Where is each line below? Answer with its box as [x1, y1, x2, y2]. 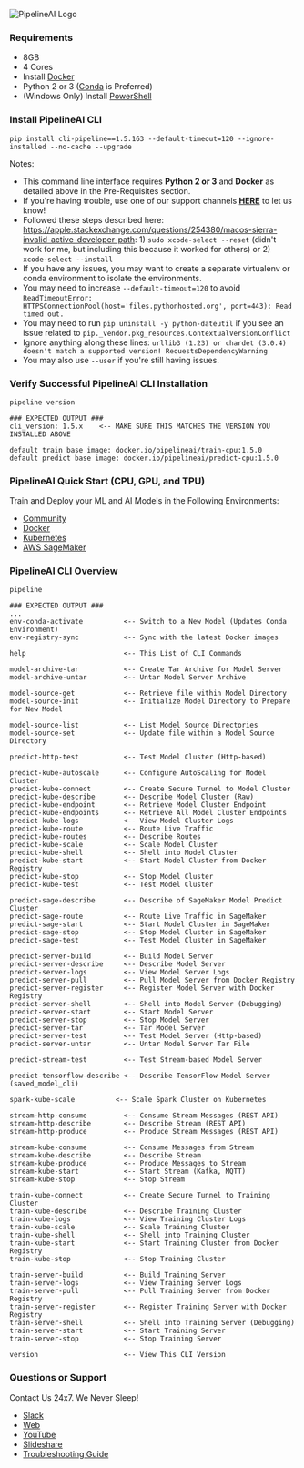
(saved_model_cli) [9, 1079, 79, 1088]
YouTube [22, 1429, 56, 1440]
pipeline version [9, 397, 76, 407]
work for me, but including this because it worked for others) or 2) [22, 243, 271, 254]
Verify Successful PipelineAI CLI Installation [9, 377, 208, 390]
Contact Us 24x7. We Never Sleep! [9, 1392, 139, 1402]
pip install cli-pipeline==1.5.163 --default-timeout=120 [9, 134, 234, 143]
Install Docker [22, 71, 75, 82]
